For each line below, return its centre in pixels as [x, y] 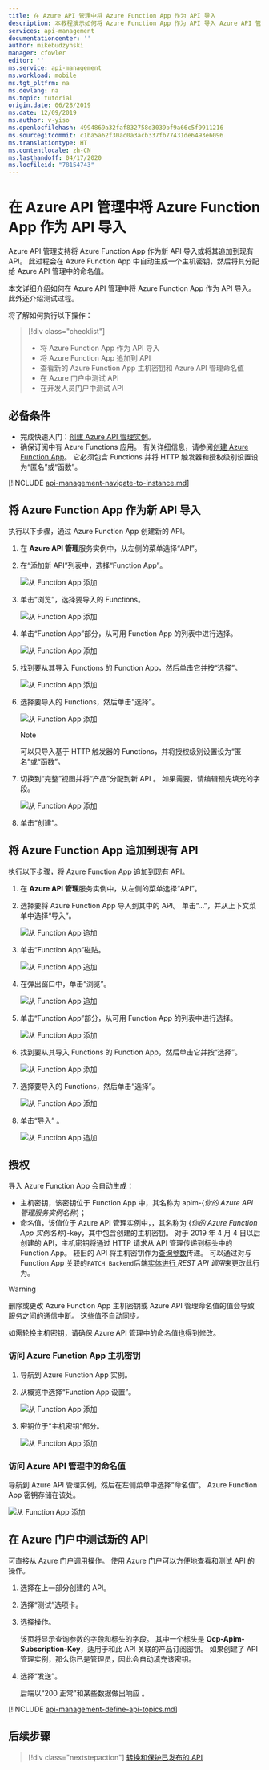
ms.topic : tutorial [41, 98]
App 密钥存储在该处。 [44, 1495]
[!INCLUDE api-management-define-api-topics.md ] [93, 1709]
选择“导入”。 [55, 916]
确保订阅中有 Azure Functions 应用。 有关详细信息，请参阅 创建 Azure [134, 447]
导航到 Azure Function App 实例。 [76, 1375]
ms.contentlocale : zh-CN [50, 150]
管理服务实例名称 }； [53, 1213]
